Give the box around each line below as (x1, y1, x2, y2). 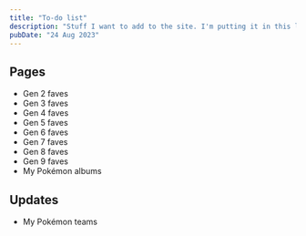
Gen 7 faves (22, 137, 68, 148)
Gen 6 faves (22, 127, 68, 138)
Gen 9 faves (22, 156, 68, 167)
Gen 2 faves (22, 88, 68, 99)
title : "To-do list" (9, 13, 88, 23)
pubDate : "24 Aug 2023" (9, 30, 100, 39)
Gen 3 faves (22, 97, 68, 109)
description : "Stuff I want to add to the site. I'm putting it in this (9, 22, 291, 31)
